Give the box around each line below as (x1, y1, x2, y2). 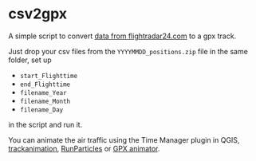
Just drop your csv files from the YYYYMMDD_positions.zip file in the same (8, 46, 249, 56)
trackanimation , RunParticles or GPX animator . (8, 143, 160, 153)
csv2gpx (8, 5, 68, 23)
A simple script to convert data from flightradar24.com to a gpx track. (8, 31, 237, 41)
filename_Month (19, 97, 71, 105)
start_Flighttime (19, 72, 78, 80)
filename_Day (19, 105, 64, 114)
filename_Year (19, 88, 67, 96)
